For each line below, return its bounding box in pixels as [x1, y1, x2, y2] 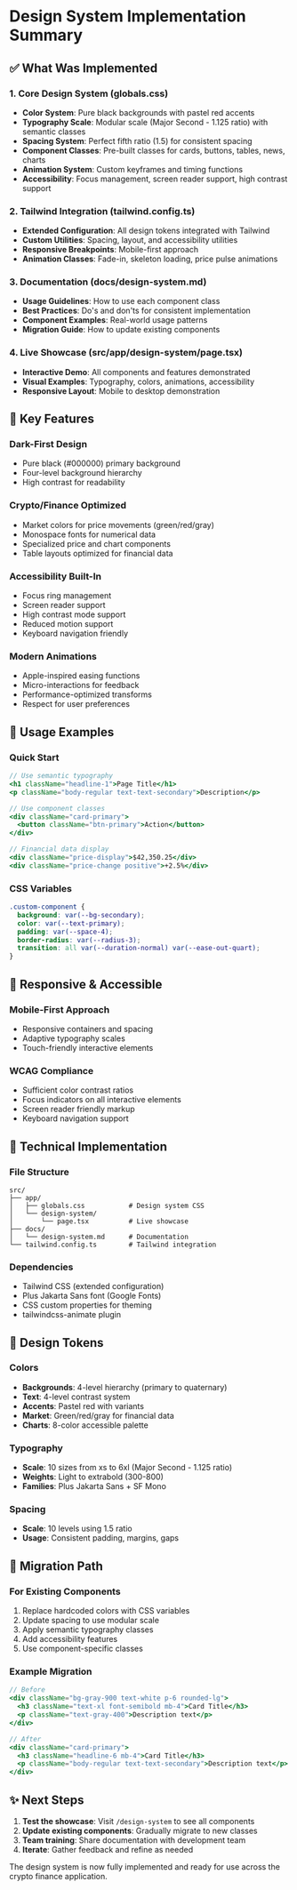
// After [9, 1734, 42, 1743]
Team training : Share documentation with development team [21, 1835, 246, 1846]
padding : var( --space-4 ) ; [17, 927, 114, 936]
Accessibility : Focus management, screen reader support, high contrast [21, 173, 288, 184]
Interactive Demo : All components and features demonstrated [21, 366, 251, 377]
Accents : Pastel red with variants [21, 1400, 145, 1411]
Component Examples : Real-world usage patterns [21, 315, 208, 325]
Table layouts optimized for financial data [21, 548, 173, 558]
